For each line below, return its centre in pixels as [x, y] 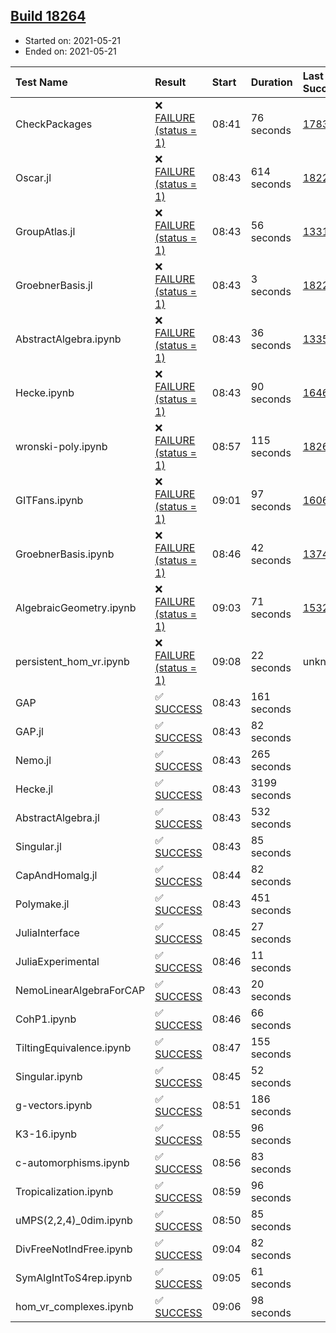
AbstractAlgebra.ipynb [68, 339]
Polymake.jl [42, 904]
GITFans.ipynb [49, 500]
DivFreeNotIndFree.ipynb [74, 1249]
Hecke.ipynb [45, 392]
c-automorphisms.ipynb [72, 1162]
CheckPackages [54, 124]
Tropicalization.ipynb [64, 1191]
